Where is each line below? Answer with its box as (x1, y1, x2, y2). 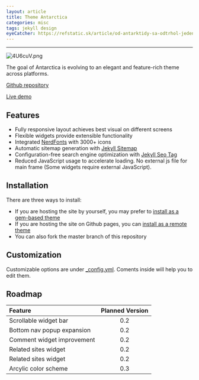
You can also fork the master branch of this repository (14, 233, 147, 240)
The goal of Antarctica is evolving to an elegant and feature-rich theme (6, 64, 179, 71)
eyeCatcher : (6, 31, 36, 37)
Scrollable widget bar (9, 317, 69, 325)
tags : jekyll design (6, 25, 57, 31)
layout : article (6, 8, 46, 15)
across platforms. (6, 70, 49, 77)
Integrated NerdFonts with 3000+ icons (14, 138, 111, 145)
